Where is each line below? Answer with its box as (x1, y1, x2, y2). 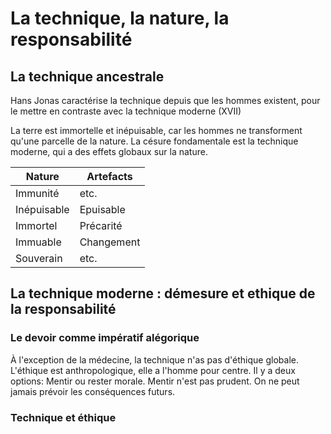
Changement (79, 235, 141, 249)
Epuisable (79, 203, 126, 216)
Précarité (79, 219, 123, 232)
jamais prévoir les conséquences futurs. (10, 385, 176, 397)
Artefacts (86, 170, 133, 183)
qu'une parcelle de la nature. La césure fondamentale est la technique (10, 135, 299, 147)
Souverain (15, 252, 63, 265)
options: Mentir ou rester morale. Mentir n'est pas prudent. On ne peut (10, 375, 300, 387)
